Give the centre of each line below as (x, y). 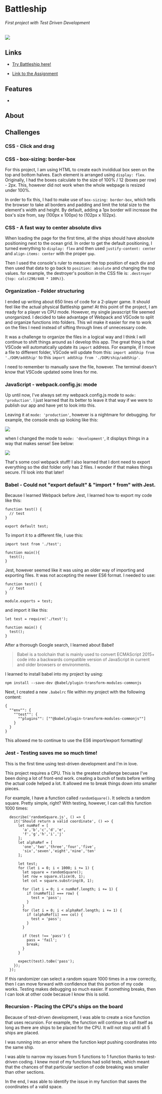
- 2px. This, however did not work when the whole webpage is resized (75, 185)
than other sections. (25, 1072)
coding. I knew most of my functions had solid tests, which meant (84, 1062)
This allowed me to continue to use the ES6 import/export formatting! (74, 741)
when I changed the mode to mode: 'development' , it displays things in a (77, 438)
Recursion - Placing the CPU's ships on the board (64, 1007)
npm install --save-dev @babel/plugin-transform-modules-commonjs (73, 683)
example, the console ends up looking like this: (52, 420)
